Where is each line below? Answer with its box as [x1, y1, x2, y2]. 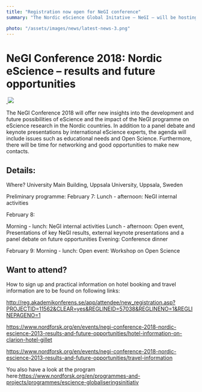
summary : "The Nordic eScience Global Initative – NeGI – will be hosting [6, 14, 198, 21]
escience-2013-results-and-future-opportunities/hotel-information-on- [6, 329, 182, 337]
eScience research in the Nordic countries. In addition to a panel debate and [6, 122, 195, 130]
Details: [6, 165, 36, 175]
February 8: [6, 211, 35, 218]
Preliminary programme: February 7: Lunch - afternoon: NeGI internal [6, 193, 177, 200]
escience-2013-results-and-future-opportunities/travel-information [6, 354, 173, 361]
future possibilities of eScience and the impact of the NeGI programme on [6, 116, 189, 123]
